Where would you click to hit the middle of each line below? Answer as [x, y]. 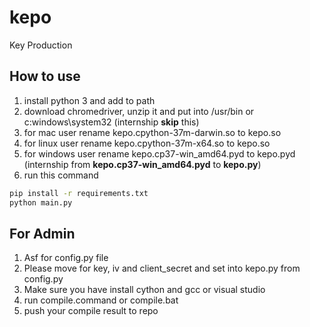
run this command [61, 175]
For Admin [42, 233]
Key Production [41, 45]
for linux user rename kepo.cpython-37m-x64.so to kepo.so [147, 143]
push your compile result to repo [91, 311]
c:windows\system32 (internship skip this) [111, 122]
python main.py [41, 202]
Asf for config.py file [66, 258]
